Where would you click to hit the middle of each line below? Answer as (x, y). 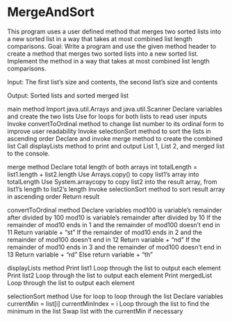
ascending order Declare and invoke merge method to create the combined (115, 138)
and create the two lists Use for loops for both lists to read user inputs (107, 116)
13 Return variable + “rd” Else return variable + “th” (80, 254)
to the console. (28, 153)
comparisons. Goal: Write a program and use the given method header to (112, 46)
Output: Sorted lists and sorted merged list (68, 95)
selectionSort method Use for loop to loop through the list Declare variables (115, 296)
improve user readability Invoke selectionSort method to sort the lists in (109, 131)
